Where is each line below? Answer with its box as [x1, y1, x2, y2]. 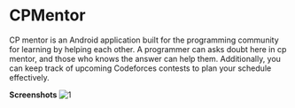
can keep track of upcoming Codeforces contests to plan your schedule [9, 63, 272, 73]
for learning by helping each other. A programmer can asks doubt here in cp [9, 43, 287, 54]
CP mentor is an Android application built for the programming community [9, 35, 279, 45]
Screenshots [9, 89, 58, 100]
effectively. [9, 72, 50, 82]
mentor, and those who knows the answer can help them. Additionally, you [9, 53, 282, 64]
